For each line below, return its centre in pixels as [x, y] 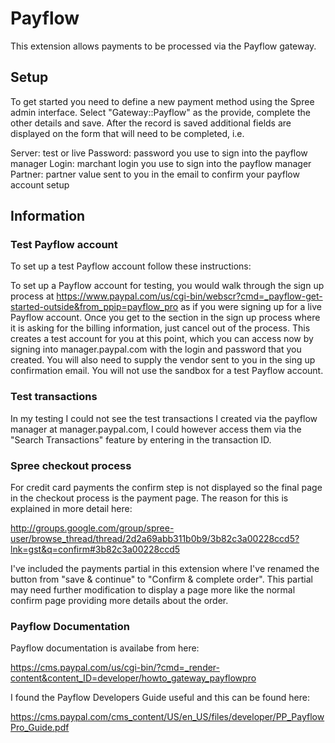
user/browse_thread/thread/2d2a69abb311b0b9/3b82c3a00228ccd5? [155, 539]
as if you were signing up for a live [251, 307]
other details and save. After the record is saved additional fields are [151, 123]
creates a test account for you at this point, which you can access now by [162, 339]
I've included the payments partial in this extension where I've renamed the [165, 569]
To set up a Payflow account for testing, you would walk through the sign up [167, 286]
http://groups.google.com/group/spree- [92, 528]
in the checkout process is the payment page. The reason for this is [149, 498]
